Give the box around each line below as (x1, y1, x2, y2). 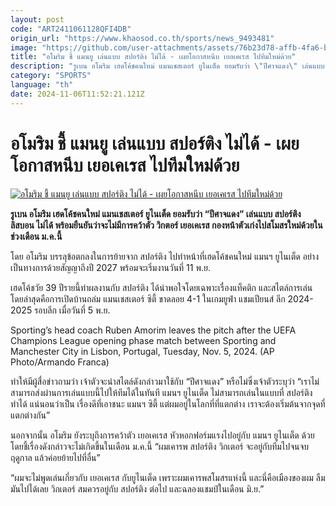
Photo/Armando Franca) (10, 356, 110, 368)
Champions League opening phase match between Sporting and (10, 334, 277, 346)
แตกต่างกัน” (10, 409, 51, 421)
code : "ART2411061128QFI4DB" (10, 24, 132, 34)
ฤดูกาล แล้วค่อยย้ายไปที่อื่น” (10, 451, 101, 463)
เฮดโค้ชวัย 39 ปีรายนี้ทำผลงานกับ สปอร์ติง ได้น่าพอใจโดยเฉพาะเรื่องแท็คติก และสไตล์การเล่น (10, 281, 313, 293)
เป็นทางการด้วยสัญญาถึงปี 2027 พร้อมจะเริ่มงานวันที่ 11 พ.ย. (10, 261, 211, 273)
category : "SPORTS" (10, 71, 92, 81)
